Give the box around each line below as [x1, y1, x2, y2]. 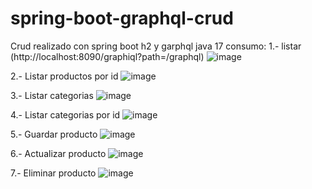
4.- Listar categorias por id [10, 108, 121, 121]
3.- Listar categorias [10, 89, 94, 101]
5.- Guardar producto [10, 128, 98, 140]
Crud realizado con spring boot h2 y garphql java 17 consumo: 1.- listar [10, 40, 302, 52]
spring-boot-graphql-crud [10, 7, 234, 30]
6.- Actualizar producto [10, 147, 107, 159]
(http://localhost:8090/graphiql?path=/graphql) [10, 50, 205, 62]
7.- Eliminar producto [10, 167, 97, 179]
